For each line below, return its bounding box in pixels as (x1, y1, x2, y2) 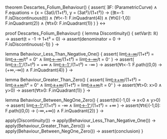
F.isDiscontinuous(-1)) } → (5, 41, 59, 47)
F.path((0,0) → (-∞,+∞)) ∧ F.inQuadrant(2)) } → (5, 108, 104, 113)
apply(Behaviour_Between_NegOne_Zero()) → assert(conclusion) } (5, 128, 143, 134)
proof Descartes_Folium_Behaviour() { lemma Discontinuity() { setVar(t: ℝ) (5, 30, 158, 36)
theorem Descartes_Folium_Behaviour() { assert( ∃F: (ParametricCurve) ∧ (5, 5, 157, 10)
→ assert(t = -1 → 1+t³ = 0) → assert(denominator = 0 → (5, 36, 121, 42)
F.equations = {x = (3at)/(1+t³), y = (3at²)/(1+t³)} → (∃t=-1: (5, 10, 124, 16)
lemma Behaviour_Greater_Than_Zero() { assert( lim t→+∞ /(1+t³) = (5, 77, 141, 82)
